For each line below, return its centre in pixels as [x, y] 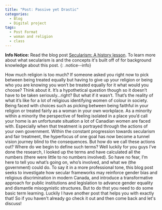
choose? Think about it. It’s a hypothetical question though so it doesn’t [76, 90]
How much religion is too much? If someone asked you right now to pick [77, 74]
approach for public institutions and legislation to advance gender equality [79, 183]
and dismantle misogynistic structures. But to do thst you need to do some [79, 188]
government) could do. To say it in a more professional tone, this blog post [79, 167]
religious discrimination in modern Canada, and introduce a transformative [79, 178]
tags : [10, 28]
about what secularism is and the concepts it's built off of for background [78, 60]
